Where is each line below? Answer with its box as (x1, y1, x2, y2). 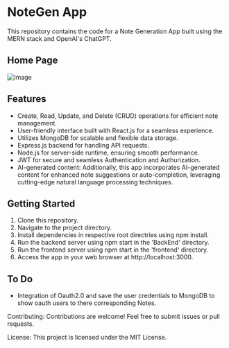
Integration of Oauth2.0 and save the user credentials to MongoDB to (17, 292, 215, 300)
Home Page (7, 55, 58, 67)
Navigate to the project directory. (17, 223, 112, 232)
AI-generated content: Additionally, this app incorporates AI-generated (17, 163, 220, 171)
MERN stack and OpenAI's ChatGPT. (7, 34, 112, 42)
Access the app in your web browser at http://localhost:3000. (17, 253, 194, 261)
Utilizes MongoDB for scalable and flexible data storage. (17, 133, 178, 142)
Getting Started (7, 198, 76, 209)
